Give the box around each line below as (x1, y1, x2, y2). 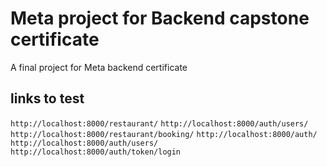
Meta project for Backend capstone (10, 7, 310, 30)
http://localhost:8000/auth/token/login (10, 147, 182, 157)
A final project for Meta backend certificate (10, 61, 188, 73)
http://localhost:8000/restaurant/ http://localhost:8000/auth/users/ (10, 118, 309, 129)
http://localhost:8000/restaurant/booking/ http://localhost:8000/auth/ (10, 129, 318, 139)
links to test (10, 90, 85, 107)
